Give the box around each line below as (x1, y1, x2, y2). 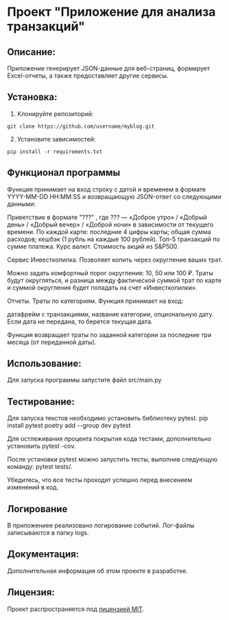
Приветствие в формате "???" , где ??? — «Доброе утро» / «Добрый (7, 213, 207, 221)
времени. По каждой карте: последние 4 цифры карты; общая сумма (7, 227, 211, 236)
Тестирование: (7, 395, 75, 407)
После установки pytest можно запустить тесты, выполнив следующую (7, 455, 218, 463)
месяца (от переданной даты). (7, 338, 97, 346)
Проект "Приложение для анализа (7, 4, 216, 20)
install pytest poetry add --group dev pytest (7, 422, 132, 430)
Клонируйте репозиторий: (16, 109, 94, 117)
